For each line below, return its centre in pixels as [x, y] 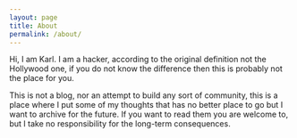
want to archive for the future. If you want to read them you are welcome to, [149, 114]
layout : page [34, 17]
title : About [34, 26]
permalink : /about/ [46, 34]
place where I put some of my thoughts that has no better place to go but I [146, 105]
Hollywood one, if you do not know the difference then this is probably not [146, 69]
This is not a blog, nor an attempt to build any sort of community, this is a [144, 95]
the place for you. [42, 78]
